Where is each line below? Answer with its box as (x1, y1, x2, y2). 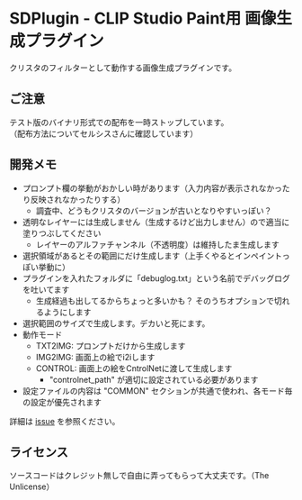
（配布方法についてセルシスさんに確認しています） (9, 128, 199, 139)
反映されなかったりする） (30, 194, 126, 205)
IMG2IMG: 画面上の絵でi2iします (35, 351, 155, 362)
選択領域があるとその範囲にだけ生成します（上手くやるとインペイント (22, 250, 283, 261)
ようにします (43, 306, 92, 317)
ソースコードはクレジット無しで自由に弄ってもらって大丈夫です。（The (9, 470, 270, 481)
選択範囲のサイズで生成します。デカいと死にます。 (22, 317, 210, 329)
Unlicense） (9, 481, 55, 492)
